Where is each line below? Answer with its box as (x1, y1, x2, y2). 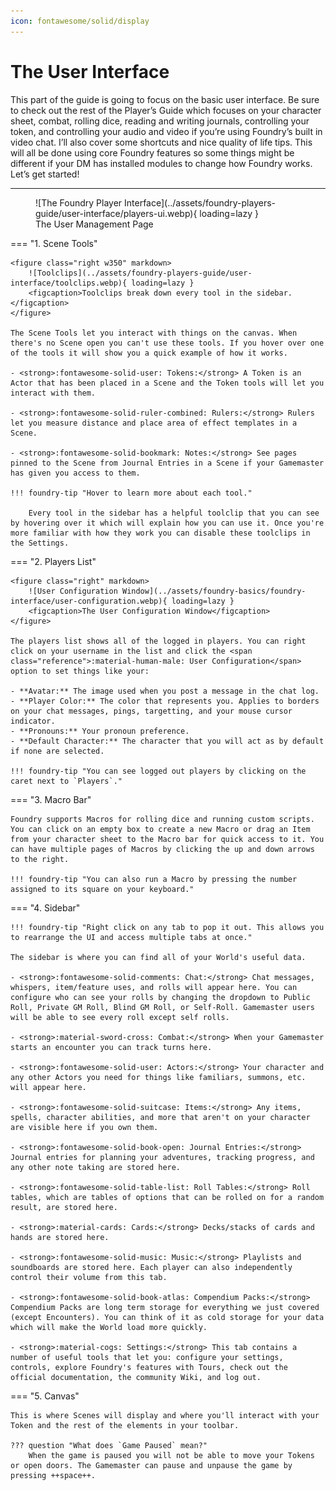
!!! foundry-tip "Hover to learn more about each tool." (10, 488, 253, 498)
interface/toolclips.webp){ (10, 278, 128, 288)
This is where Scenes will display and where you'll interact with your (10, 1410, 320, 1420)
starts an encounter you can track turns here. (10, 1042, 213, 1052)
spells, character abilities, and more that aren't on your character (10, 1112, 311, 1122)
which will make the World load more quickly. (10, 1322, 208, 1332)
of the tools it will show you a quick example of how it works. (10, 348, 288, 358)
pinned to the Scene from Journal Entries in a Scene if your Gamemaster (10, 458, 325, 468)
